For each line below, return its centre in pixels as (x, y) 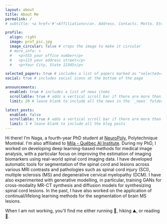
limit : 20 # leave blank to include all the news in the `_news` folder (86, 101)
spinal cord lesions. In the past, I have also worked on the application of (79, 191)
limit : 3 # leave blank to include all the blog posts (68, 124)
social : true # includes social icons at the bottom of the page (74, 78)
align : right (23, 37)
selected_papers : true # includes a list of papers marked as (71, 74)
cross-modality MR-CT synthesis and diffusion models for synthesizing (78, 185)
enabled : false (25, 114)
